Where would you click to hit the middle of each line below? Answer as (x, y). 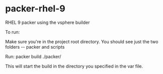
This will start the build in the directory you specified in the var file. (74, 66)
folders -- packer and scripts (35, 47)
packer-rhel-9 (35, 9)
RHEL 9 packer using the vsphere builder (48, 22)
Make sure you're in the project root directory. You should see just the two (82, 41)
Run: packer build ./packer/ (33, 56)
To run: (13, 32)
